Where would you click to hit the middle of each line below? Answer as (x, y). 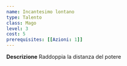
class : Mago (21, 23)
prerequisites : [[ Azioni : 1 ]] (45, 40)
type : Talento (24, 17)
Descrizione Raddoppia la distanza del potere (64, 57)
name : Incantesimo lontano (40, 12)
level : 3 (17, 28)
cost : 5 (16, 34)
